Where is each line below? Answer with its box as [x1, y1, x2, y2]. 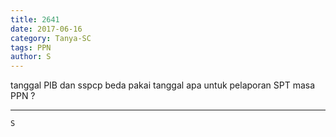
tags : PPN [10, 42, 52, 53]
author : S [10, 52, 52, 62]
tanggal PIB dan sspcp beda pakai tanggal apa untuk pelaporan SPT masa [10, 79, 316, 91]
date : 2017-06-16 [10, 24, 83, 34]
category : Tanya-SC [10, 33, 92, 43]
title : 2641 [10, 14, 60, 25]
